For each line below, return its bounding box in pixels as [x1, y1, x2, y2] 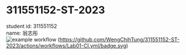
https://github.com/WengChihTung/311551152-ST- [59, 36, 180, 43]
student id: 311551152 [6, 23, 58, 30]
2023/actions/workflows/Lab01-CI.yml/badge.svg [6, 42, 127, 49]
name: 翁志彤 [6, 30, 38, 36]
